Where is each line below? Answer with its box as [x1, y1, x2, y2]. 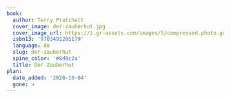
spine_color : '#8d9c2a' [12, 55, 81, 62]
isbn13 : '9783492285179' [12, 36, 84, 43]
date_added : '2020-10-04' [12, 74, 88, 81]
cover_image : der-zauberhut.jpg [12, 23, 106, 30]
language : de [12, 42, 50, 49]
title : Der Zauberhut [12, 61, 75, 68]
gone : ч [12, 81, 35, 88]
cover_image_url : [12, 29, 63, 37]
